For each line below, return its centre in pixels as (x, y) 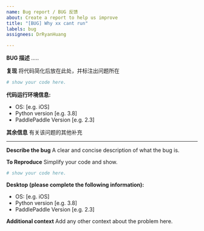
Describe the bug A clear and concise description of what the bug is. (93, 150)
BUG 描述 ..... (23, 58)
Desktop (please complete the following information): (75, 184)
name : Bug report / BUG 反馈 (42, 12)
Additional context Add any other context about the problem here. (90, 221)
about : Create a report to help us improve (62, 18)
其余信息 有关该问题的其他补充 (44, 132)
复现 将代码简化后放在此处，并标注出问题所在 (63, 71)
